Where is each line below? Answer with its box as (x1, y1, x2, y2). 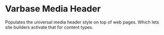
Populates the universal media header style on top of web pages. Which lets (5, 19, 160, 25)
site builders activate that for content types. (5, 24, 93, 30)
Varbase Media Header (5, 3, 101, 14)
